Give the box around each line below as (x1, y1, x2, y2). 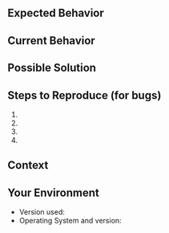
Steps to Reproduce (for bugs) (7, 88, 162, 102)
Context (7, 158, 49, 172)
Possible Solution (7, 61, 97, 75)
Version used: (18, 207, 65, 217)
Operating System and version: (18, 216, 122, 226)
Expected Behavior (7, 6, 105, 20)
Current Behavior (7, 34, 95, 47)
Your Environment (7, 186, 99, 199)
